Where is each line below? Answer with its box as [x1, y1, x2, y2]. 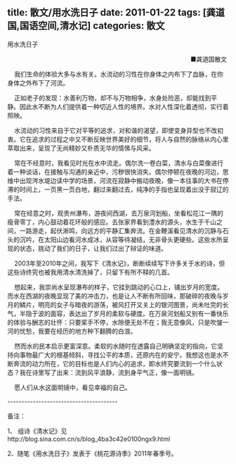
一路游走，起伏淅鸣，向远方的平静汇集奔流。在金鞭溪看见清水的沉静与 [19, 226, 223, 234]
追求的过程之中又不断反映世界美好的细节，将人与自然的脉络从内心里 [31, 134, 229, 143]
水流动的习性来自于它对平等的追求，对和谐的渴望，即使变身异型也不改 [13, 126, 218, 134]
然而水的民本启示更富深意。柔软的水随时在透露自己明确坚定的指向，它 [13, 341, 218, 350]
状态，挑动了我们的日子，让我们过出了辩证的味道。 [19, 244, 167, 252]
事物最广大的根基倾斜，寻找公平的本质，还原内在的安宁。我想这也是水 [19, 351, 223, 359]
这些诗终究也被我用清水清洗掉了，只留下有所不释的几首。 [7, 268, 173, 276]
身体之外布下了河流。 [7, 78, 69, 87]
